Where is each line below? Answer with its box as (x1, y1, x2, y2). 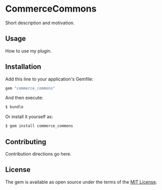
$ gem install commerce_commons (5, 123, 73, 129)
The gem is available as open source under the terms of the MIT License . (5, 179, 157, 185)
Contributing (5, 137, 46, 146)
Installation (5, 63, 41, 71)
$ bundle (5, 105, 24, 110)
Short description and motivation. (5, 20, 75, 26)
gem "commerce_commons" (5, 85, 56, 91)
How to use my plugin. (5, 47, 52, 54)
